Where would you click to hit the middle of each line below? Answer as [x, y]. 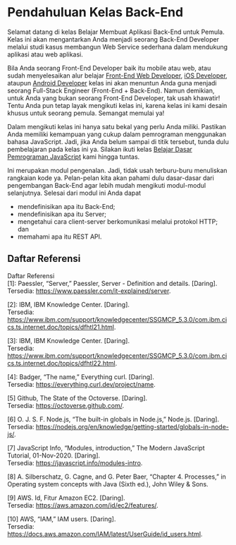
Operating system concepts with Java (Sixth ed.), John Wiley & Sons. [108, 484]
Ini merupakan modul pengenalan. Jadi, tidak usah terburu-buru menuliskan [117, 170]
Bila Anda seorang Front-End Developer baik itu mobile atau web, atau [109, 68]
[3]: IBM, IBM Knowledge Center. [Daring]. [69, 340]
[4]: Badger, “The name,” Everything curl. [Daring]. [81, 377]
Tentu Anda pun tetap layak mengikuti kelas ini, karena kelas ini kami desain [117, 105]
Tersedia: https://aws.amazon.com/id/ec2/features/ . [83, 505]
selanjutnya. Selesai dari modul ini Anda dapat [74, 193]
